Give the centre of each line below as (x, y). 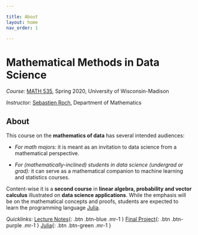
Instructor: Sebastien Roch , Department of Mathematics (74, 103)
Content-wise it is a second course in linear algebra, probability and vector (99, 189)
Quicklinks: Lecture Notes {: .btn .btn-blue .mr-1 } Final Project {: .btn (88, 219)
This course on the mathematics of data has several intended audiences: (95, 136)
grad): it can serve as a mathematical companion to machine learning (99, 171)
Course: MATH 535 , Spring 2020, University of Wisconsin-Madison (88, 91)
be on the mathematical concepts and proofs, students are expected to (92, 201)
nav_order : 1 (22, 28)
